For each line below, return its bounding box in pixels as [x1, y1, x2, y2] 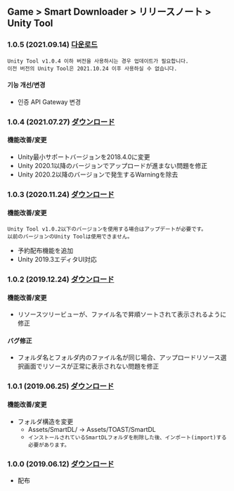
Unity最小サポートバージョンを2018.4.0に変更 [17, 153, 150, 161]
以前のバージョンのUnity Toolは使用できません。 [7, 234, 134, 241]
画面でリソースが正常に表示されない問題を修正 [23, 362, 160, 371]
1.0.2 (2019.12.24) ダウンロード [7, 274, 115, 284]
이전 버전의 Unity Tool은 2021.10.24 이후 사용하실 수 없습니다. [7, 65, 178, 72]
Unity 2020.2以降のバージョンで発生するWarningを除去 [17, 170, 178, 179]
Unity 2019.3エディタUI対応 [17, 255, 97, 264]
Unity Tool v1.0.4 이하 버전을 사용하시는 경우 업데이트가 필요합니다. [7, 58, 189, 65]
